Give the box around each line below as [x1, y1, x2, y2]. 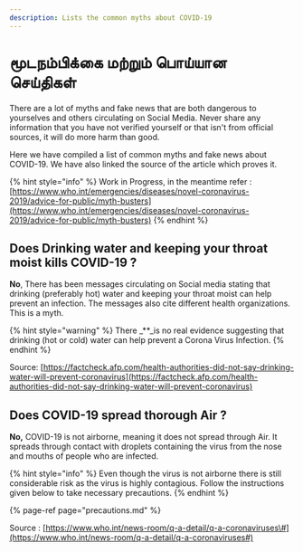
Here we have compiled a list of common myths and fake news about [9, 148, 267, 159]
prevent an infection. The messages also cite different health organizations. [9, 298, 291, 309]
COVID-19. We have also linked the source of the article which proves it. [9, 158, 278, 169]
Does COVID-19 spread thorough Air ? [9, 407, 228, 423]
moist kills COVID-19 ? [9, 254, 137, 270]
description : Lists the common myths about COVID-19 [9, 13, 213, 23]
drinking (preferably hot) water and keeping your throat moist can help [9, 289, 272, 300]
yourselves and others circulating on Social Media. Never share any [9, 112, 261, 123]
